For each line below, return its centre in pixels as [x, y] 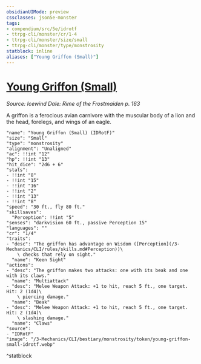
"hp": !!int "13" [28, 159]
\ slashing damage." [43, 318]
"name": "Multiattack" [40, 281]
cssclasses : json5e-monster [42, 18]
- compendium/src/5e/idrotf [42, 29]
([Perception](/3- [157, 244]
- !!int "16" [23, 186]
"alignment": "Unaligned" [39, 149]
